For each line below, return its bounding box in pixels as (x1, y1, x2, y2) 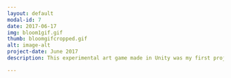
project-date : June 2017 (7, 49, 78, 55)
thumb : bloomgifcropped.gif (7, 36, 88, 42)
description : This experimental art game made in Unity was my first (7, 55, 211, 62)
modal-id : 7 (7, 16, 41, 23)
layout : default (7, 10, 54, 17)
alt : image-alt (7, 42, 51, 49)
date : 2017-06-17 (7, 23, 57, 29)
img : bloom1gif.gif (7, 29, 63, 36)
